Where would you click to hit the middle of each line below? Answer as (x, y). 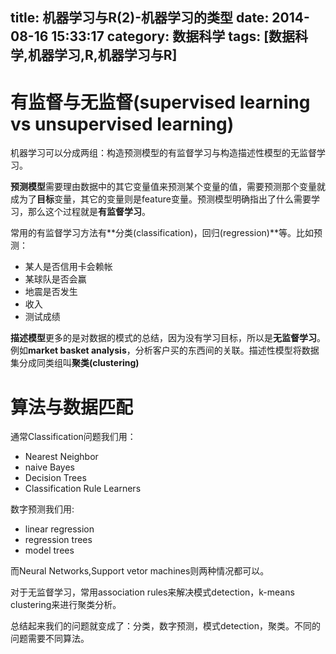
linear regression (59, 529)
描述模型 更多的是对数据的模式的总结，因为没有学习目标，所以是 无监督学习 (163, 338)
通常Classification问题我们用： (73, 437)
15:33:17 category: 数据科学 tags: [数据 (173, 36)
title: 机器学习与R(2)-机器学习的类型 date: (140, 18)
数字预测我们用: (42, 509)
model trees (49, 550)
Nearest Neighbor (61, 457)
